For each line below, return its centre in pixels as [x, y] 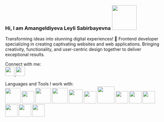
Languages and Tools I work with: [40, 84]
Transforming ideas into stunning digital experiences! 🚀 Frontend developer [82, 39]
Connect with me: [23, 64]
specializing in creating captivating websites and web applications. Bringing [82, 44]
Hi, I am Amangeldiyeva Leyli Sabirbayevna [58, 28]
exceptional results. [25, 55]
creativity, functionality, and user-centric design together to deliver [73, 49]
